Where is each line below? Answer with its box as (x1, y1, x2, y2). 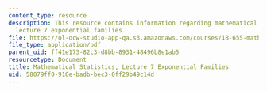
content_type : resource (8, 11, 87, 20)
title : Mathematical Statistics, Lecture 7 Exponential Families (8, 63, 229, 71)
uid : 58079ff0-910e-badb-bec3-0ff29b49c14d (8, 70, 155, 78)
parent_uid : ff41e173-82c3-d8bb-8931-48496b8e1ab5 (8, 48, 180, 56)
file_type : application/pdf (8, 41, 102, 49)
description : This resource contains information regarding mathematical (8, 19, 258, 27)
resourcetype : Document (8, 56, 87, 64)
